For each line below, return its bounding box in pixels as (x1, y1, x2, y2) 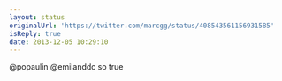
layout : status (9, 12, 65, 22)
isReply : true (9, 29, 62, 38)
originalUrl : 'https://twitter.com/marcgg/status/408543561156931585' (9, 21, 275, 30)
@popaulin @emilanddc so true (9, 62, 124, 72)
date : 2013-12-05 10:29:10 (9, 37, 109, 47)
